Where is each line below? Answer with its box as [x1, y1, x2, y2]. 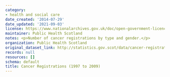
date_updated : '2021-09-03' [5, 21, 65, 27]
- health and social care [5, 12, 60, 17]
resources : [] [5, 54, 35, 60]
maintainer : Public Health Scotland [5, 31, 82, 36]
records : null [5, 50, 35, 55]
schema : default [5, 59, 39, 64]
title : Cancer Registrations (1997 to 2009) [5, 64, 101, 69]
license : [5, 26, 24, 31]
